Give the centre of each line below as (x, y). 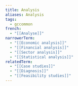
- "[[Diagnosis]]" (29, 71)
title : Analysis (22, 10)
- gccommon (21, 24)
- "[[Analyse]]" (27, 33)
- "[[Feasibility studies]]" (41, 76)
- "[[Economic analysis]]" (38, 43)
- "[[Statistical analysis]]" (42, 57)
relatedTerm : (19, 62)
